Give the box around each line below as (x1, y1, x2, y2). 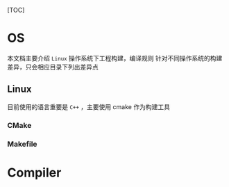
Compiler (7, 165, 62, 180)
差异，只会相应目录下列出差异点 (7, 63, 99, 71)
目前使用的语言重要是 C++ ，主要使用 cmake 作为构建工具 (7, 102, 170, 111)
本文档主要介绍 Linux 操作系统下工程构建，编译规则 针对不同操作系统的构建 (7, 54, 223, 62)
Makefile (7, 139, 37, 149)
